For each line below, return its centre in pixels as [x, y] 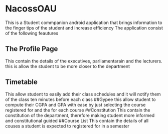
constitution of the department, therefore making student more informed [80, 115]
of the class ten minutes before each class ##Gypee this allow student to [81, 99]
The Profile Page [32, 49]
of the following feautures [32, 33]
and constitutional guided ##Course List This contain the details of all [77, 120]
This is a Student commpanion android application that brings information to [84, 22]
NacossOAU [31, 9]
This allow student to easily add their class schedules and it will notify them [83, 94]
